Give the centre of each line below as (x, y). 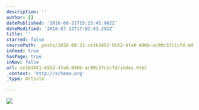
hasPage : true (24, 57)
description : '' (27, 12)
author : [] (20, 17)
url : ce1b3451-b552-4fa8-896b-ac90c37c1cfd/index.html (77, 68)
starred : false (25, 40)
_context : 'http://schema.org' (46, 73)
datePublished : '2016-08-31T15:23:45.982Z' (62, 23)
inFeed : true (23, 51)
